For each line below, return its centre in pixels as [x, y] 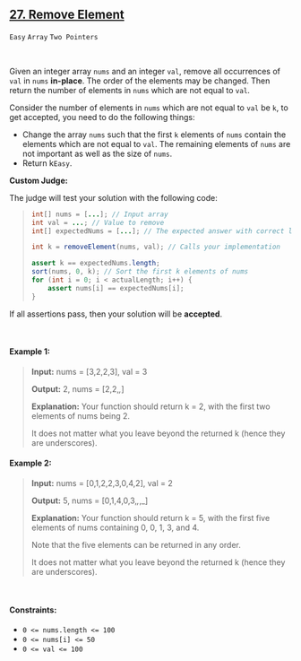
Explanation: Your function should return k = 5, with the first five [150, 518]
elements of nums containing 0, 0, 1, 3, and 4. [115, 527]
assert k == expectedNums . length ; [95, 264]
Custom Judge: [39, 180]
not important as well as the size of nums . [97, 153]
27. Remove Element [67, 15]
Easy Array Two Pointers [54, 37]
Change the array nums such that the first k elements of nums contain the [154, 135]
